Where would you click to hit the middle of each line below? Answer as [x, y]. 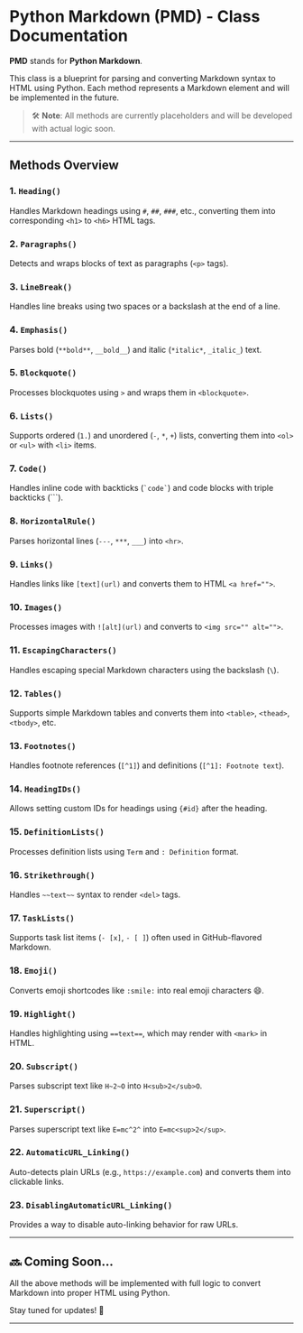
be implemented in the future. [64, 97]
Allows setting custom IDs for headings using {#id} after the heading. [138, 809]
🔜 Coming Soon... [62, 1261]
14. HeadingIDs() [45, 789]
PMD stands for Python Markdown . [76, 60]
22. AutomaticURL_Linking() [70, 1152]
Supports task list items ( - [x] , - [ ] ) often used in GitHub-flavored [136, 938]
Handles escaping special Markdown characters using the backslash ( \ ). [144, 670]
